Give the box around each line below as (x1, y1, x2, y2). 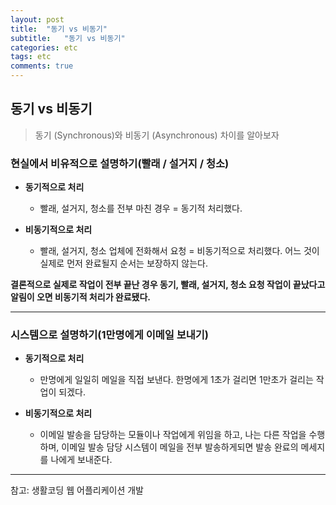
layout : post (10, 14, 65, 25)
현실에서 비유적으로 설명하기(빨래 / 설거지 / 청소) (10, 156, 230, 170)
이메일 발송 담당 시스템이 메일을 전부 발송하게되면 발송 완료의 (61, 441, 299, 453)
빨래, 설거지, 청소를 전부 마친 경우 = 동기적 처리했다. (39, 202, 243, 215)
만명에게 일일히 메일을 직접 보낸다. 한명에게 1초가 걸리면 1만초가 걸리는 (39, 374, 314, 386)
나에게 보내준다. (50, 454, 113, 466)
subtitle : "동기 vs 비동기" (10, 33, 126, 43)
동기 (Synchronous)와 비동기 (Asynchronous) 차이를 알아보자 (34, 129, 280, 141)
